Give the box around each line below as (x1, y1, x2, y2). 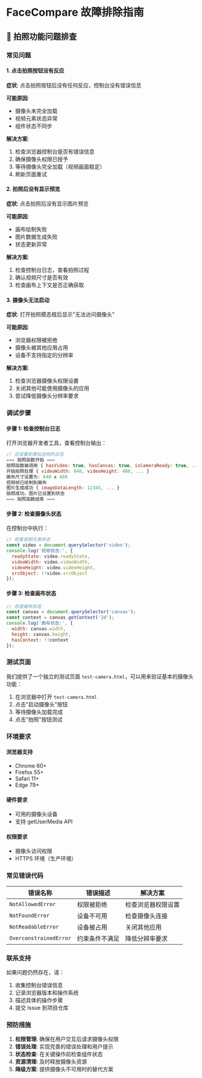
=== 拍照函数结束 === (6, 496, 55, 502)
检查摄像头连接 (125, 912, 168, 920)
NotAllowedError (9, 901, 56, 907)
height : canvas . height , (11, 631, 71, 637)
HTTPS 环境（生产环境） (14, 855, 77, 862)
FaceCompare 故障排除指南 (6, 5, 145, 19)
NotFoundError (9, 912, 50, 919)
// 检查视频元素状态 (6, 537, 51, 543)
